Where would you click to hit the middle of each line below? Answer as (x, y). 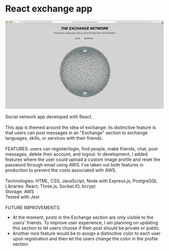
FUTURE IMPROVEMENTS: (33, 208)
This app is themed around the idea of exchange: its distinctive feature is (80, 128)
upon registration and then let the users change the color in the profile (85, 239)
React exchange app (49, 9)
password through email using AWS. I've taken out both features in (74, 165)
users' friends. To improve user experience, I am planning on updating (85, 223)
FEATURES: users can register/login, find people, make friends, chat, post (81, 149)
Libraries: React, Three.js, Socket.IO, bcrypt (50, 186)
